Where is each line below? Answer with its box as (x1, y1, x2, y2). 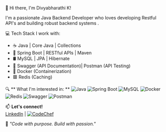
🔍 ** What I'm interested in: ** (5, 86, 70, 92)
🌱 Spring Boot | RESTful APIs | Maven (12, 50, 92, 56)
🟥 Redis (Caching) (12, 74, 53, 80)
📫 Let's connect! (5, 103, 43, 110)
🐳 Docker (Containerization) (12, 68, 72, 74)
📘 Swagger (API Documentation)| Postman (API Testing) (12, 63, 131, 69)
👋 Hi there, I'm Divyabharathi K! (5, 5, 72, 11)
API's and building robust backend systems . (5, 20, 99, 26)
